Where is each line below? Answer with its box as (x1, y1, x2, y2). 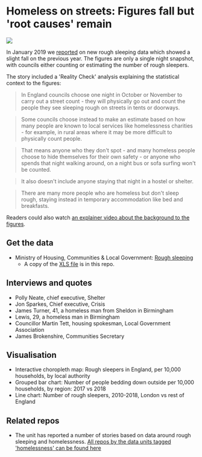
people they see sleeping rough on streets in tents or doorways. (21, 104, 180, 111)
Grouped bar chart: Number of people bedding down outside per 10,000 (14, 379, 195, 386)
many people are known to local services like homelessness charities (21, 122, 193, 129)
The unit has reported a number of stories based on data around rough (14, 432, 191, 439)
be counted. (21, 166, 51, 173)
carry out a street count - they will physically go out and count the (21, 97, 186, 105)
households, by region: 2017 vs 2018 (14, 385, 107, 392)
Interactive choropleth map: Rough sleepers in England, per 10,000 (14, 366, 181, 373)
